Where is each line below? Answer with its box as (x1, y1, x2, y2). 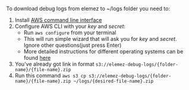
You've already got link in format (14, 60, 94, 67)
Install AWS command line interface (14, 17, 102, 23)
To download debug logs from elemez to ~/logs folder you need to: (6, 5, 171, 12)
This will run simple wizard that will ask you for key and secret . (23, 36, 177, 42)
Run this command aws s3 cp (14, 72, 86, 79)
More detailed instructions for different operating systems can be (23, 48, 184, 55)
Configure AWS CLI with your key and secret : (14, 23, 126, 30)
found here (23, 54, 51, 61)
